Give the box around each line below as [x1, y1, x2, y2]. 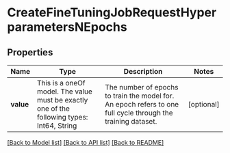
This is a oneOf [36, 79, 86, 87]
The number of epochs [105, 83, 179, 92]
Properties [7, 46, 53, 58]
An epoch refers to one [105, 100, 179, 109]
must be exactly [36, 96, 88, 105]
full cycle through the [105, 108, 173, 117]
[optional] [188, 100, 220, 109]
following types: [36, 113, 88, 122]
